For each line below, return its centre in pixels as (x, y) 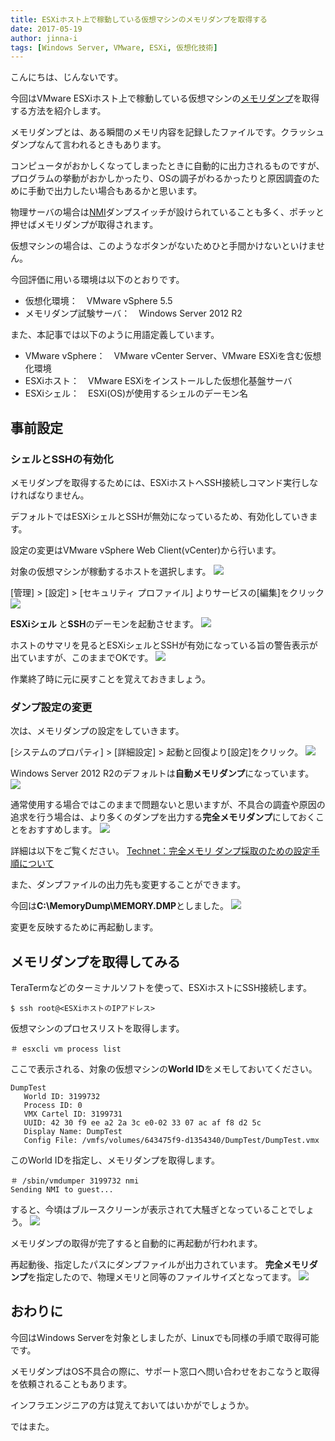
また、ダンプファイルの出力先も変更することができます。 (128, 885)
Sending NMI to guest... (62, 1190)
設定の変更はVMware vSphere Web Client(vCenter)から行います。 (146, 550)
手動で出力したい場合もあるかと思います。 (115, 191)
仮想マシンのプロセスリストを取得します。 (97, 1028)
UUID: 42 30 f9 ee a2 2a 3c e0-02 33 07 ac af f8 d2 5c (142, 1123)
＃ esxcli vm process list (66, 1049)
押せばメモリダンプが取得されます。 (84, 225)
